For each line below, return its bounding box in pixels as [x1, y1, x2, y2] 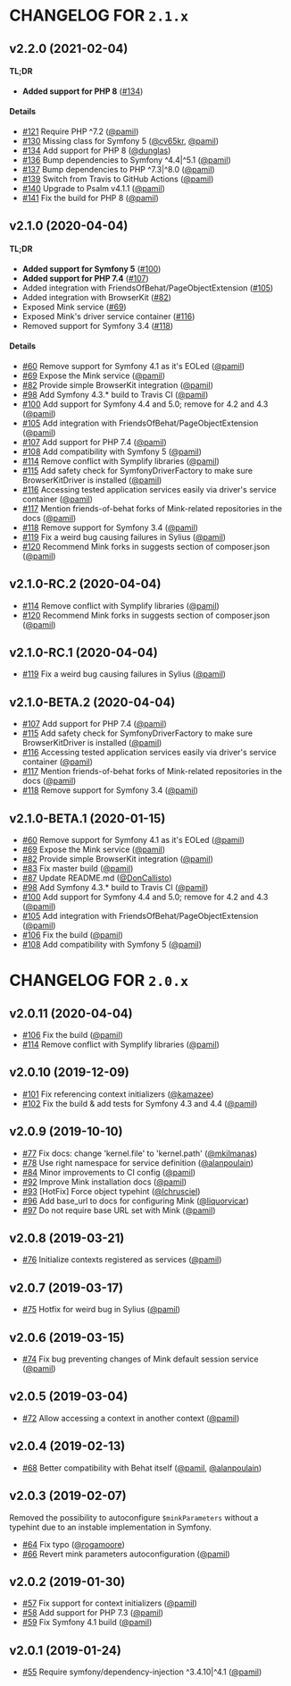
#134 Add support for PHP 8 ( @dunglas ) [21, 145, 171, 156]
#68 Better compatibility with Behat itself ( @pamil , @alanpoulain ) [21, 1463, 262, 1473]
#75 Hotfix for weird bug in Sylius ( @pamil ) [21, 1304, 181, 1315]
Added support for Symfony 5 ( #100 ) [21, 263, 162, 274]
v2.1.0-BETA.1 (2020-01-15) [9, 811, 166, 826]
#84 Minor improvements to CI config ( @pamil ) [21, 1167, 196, 1177]
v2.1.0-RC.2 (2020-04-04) [9, 577, 162, 592]
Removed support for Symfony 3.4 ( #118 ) [21, 320, 174, 331]
